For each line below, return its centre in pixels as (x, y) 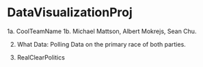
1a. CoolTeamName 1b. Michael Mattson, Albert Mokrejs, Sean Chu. (102, 31)
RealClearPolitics (41, 57)
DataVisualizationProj (70, 13)
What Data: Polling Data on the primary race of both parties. (101, 44)
